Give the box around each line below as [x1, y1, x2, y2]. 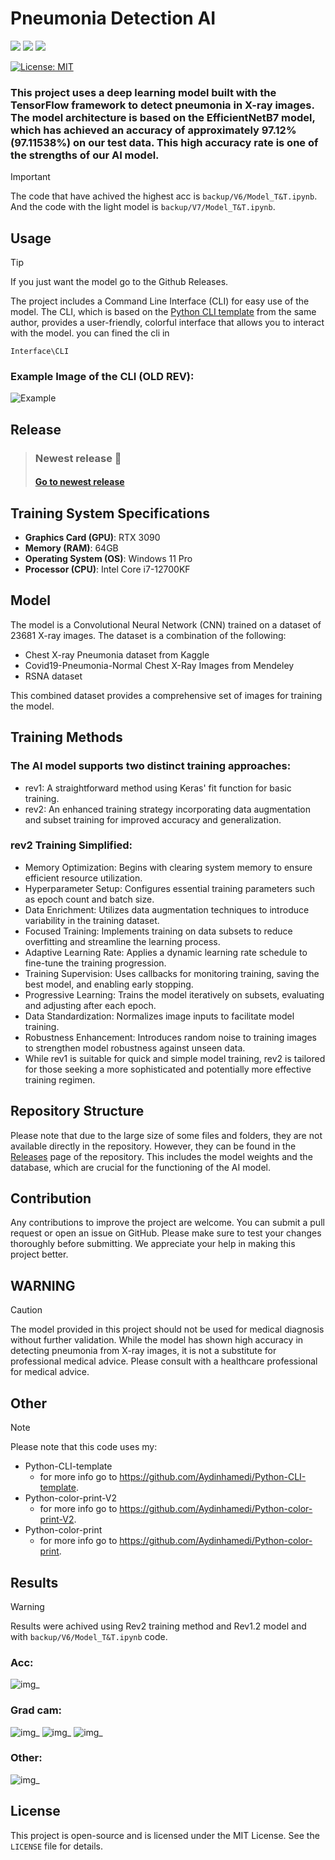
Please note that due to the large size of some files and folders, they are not [10, 1129, 323, 1141]
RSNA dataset [24, 670, 83, 682]
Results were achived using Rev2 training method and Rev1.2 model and [10, 1620, 307, 1632]
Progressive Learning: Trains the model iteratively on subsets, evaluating [24, 988, 325, 1001]
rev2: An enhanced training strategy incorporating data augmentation [24, 803, 311, 815]
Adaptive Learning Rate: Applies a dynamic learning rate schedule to [24, 946, 308, 958]
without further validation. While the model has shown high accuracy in [10, 1334, 304, 1346]
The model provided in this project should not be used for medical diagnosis [10, 1323, 325, 1336]
